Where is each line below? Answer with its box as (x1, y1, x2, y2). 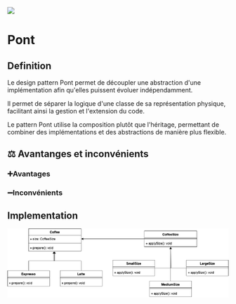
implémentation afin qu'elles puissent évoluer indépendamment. (7, 86, 193, 94)
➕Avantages (7, 169, 51, 179)
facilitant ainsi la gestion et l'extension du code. (7, 107, 145, 115)
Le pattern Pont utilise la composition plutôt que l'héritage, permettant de (7, 120, 220, 129)
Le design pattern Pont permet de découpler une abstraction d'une (7, 78, 202, 87)
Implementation (7, 209, 79, 221)
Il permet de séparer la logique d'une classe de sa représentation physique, (7, 99, 226, 108)
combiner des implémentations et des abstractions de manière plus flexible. (7, 128, 227, 136)
